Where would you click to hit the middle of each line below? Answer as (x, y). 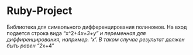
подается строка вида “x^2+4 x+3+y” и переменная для (76, 33)
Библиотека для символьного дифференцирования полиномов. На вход (97, 27)
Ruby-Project (39, 11)
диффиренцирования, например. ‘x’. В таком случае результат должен (96, 39)
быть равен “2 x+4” (30, 46)
